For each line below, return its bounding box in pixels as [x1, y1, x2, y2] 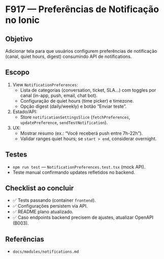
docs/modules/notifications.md [12, 249, 79, 254]
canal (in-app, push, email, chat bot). [20, 92, 98, 99]
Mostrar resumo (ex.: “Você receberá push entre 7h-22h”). [20, 130, 143, 136]
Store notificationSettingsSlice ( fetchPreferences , [20, 114, 130, 120]
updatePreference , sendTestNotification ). [20, 119, 108, 125]
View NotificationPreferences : [12, 81, 78, 87]
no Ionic [5, 14, 40, 26]
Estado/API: [12, 108, 38, 115]
